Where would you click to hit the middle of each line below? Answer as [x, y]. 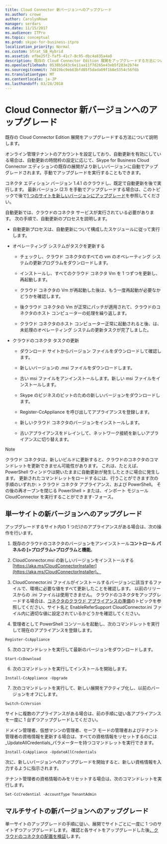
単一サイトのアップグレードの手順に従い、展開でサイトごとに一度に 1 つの [81, 824]
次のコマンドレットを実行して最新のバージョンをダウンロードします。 [84, 650]
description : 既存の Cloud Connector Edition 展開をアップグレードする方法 [79, 61]
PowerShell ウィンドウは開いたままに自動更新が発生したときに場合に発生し [83, 472]
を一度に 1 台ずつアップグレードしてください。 [53, 720]
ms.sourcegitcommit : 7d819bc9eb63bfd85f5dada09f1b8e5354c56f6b [72, 70]
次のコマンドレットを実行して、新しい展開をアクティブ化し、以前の [82, 688]
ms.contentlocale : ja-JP [31, 79]
